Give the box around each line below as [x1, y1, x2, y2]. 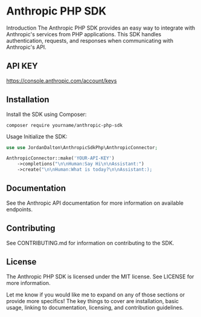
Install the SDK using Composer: [6, 110, 87, 118]
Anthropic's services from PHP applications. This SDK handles [6, 30, 162, 37]
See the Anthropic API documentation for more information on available [6, 199, 184, 207]
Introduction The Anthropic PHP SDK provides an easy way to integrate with [6, 24, 196, 31]
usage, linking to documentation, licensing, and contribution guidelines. [6, 304, 184, 311]
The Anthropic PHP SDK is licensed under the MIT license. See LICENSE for [6, 273, 194, 280]
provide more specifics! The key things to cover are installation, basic [6, 297, 179, 304]
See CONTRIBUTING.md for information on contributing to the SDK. [6, 239, 174, 246]
